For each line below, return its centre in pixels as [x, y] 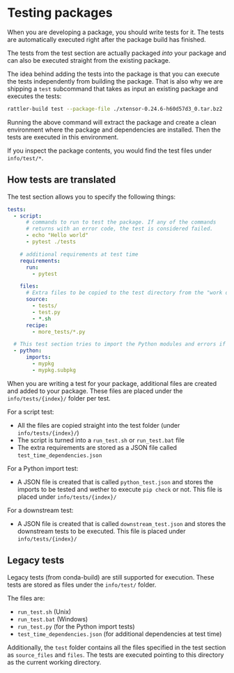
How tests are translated [62, 180]
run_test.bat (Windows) [53, 619]
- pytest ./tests [51, 242]
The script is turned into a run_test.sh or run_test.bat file [101, 440]
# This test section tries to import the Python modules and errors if [120, 344]
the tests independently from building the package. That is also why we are [115, 81]
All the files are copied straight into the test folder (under [99, 425]
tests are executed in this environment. [63, 137]
